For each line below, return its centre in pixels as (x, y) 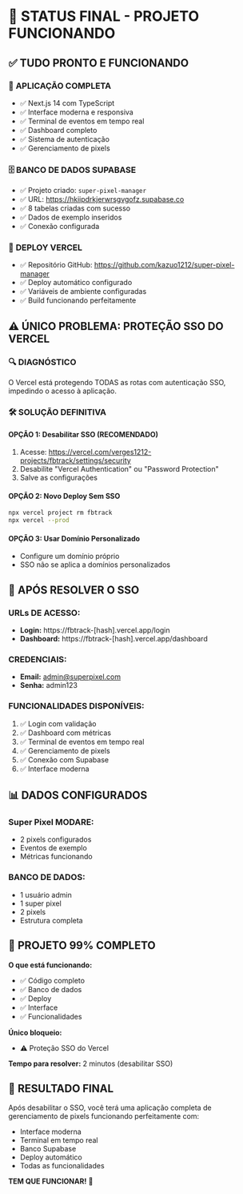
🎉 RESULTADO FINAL (61, 1088)
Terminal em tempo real (59, 1140)
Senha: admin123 (49, 685)
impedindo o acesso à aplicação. (63, 391)
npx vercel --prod (39, 521)
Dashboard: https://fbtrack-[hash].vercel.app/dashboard (114, 639)
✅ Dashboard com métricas (66, 733)
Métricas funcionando (56, 857)
